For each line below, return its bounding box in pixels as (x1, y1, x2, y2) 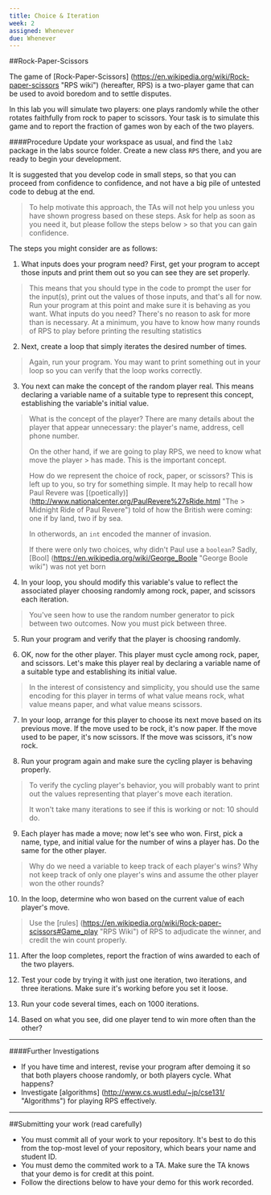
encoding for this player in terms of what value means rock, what (28, 691, 244, 700)
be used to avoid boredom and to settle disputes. (9, 89, 172, 99)
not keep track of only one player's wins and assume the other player (28, 870, 259, 880)
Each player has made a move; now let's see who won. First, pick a (20, 829, 244, 839)
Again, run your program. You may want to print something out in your (28, 357, 261, 367)
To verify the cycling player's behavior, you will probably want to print (28, 781, 260, 791)
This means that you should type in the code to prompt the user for (28, 283, 252, 294)
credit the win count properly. (28, 935, 127, 945)
